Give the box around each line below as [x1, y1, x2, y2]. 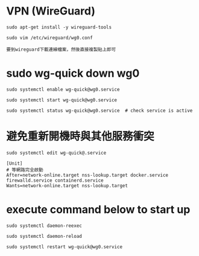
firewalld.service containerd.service [6, 177, 104, 184]
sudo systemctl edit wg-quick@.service [6, 150, 107, 156]
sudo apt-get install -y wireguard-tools [6, 24, 112, 30]
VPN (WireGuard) [6, 4, 95, 18]
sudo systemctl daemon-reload [6, 233, 83, 239]
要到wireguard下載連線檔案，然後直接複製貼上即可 [6, 46, 116, 53]
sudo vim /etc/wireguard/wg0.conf [6, 34, 93, 40]
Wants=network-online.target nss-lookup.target [6, 182, 128, 188]
